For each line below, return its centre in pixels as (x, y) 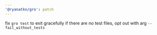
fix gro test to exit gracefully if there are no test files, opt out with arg (76, 23)
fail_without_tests (25, 28)
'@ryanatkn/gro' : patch (30, 9)
